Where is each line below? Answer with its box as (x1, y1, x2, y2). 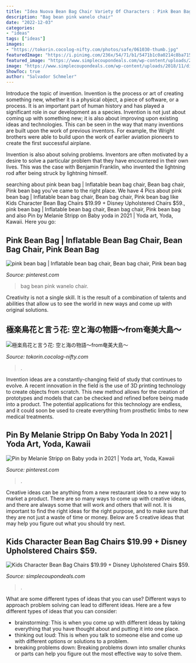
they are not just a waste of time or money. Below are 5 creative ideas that (6, 513, 184, 521)
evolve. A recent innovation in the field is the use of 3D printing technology (6, 382, 186, 389)
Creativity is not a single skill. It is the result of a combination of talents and (6, 294, 187, 301)
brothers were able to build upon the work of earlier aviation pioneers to (6, 133, 179, 140)
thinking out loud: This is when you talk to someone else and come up (14, 631, 183, 638)
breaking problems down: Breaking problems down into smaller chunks (14, 644, 185, 651)
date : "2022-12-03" (6, 19, 54, 25)
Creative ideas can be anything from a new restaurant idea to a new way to (6, 489, 187, 496)
